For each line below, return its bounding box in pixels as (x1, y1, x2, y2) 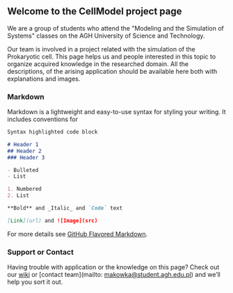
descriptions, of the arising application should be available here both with (7, 67, 218, 75)
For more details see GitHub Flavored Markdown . (7, 230, 148, 238)
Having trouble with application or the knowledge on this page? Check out (7, 263, 220, 271)
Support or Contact (7, 247, 74, 257)
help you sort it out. (7, 278, 63, 286)
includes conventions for (7, 115, 79, 124)
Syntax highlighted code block (7, 129, 98, 136)
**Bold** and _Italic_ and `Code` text (7, 205, 123, 212)
